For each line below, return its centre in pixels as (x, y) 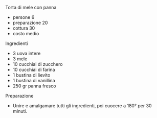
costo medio (26, 33)
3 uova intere (27, 53)
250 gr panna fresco (34, 86)
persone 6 (24, 17)
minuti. (20, 111)
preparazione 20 (30, 23)
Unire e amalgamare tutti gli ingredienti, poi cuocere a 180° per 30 (82, 106)
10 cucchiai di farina (34, 69)
